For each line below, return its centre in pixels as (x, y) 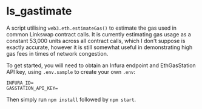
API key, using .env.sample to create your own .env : (71, 71)
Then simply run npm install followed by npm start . (71, 99)
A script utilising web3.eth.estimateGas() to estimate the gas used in (92, 28)
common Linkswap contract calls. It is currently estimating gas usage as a (99, 34)
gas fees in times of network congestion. (57, 53)
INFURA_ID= (20, 83)
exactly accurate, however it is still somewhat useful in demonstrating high (99, 47)
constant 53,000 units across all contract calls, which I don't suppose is (96, 41)
